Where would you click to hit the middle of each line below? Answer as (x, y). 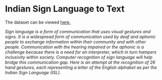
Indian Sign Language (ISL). (33, 72)
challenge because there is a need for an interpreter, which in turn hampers (81, 52)
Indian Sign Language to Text (65, 9)
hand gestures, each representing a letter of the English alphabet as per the (81, 67)
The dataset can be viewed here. (38, 22)
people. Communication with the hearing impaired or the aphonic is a (74, 47)
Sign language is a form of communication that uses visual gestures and (78, 31)
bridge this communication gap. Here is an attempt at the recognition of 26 (80, 62)
